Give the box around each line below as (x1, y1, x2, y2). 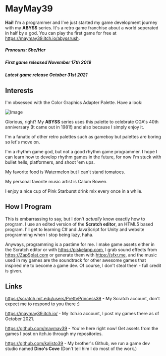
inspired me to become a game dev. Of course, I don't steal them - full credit (5, 262, 162, 268)
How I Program (5, 203, 52, 211)
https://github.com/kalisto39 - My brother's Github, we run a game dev (5, 340, 150, 346)
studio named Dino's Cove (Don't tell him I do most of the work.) (5, 346, 137, 352)
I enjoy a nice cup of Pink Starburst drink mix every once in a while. (5, 188, 143, 194)
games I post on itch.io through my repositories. (5, 331, 103, 337)
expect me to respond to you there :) (5, 301, 80, 307)
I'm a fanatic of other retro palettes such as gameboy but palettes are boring (5, 134, 161, 140)
